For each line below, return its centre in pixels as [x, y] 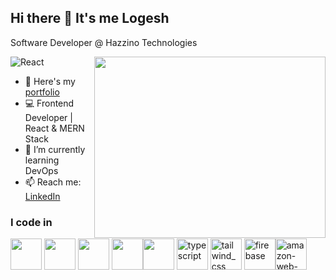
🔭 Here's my [50, 81]
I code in [31, 222]
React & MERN [54, 128]
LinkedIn [42, 196]
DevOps [41, 170]
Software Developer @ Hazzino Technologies [104, 42]
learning [42, 160]
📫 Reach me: [53, 182]
